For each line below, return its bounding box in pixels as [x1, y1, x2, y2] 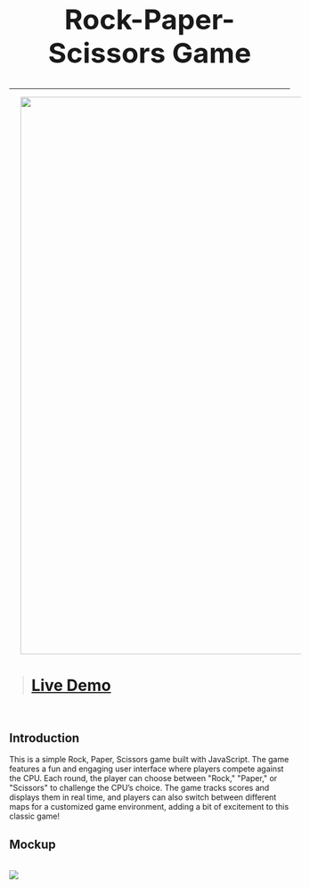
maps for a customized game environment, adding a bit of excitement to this [9, 802, 290, 812]
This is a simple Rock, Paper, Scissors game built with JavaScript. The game [9, 754, 290, 765]
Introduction [9, 730, 80, 745]
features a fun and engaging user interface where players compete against [9, 763, 284, 774]
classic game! [9, 811, 61, 822]
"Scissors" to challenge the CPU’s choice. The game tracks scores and [9, 783, 270, 794]
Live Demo [30, 675, 111, 696]
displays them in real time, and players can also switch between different [9, 792, 277, 803]
